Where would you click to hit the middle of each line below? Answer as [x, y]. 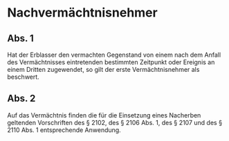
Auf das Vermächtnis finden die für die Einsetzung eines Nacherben [104, 115]
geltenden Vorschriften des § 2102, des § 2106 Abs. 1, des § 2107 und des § [115, 122]
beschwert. [23, 77]
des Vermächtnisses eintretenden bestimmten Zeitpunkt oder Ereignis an [111, 62]
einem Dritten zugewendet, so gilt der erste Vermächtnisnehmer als [103, 69]
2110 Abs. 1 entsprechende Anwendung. [64, 130]
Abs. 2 [21, 98]
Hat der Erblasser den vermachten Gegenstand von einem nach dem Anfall [114, 55]
